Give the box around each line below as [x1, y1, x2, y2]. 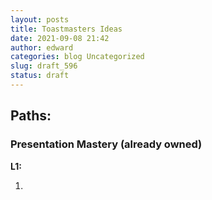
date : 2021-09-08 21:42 [10, 33, 110, 43]
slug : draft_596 [10, 61, 78, 71]
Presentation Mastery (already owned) [10, 137, 203, 151]
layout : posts [10, 14, 70, 25]
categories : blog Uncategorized [10, 52, 145, 62]
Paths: [10, 107, 52, 125]
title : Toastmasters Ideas [10, 24, 123, 34]
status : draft [10, 71, 70, 81]
